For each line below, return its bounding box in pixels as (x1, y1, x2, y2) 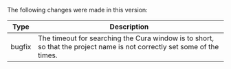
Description (109, 22, 149, 31)
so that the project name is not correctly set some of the (37, 42, 219, 51)
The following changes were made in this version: (7, 6, 148, 14)
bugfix (10, 42, 32, 51)
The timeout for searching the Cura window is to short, (37, 33, 214, 43)
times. (37, 51, 58, 60)
